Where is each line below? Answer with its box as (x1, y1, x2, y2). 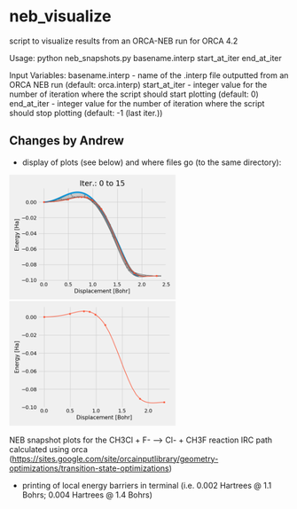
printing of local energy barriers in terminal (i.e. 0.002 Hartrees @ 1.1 (21, 480, 272, 490)
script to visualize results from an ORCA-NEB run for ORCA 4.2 (9, 35, 238, 46)
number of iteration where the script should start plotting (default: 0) (9, 89, 259, 99)
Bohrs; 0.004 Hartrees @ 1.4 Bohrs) (21, 489, 153, 500)
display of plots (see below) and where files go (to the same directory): (21, 157, 282, 168)
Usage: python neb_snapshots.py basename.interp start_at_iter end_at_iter (9, 52, 282, 63)
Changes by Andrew (9, 133, 124, 148)
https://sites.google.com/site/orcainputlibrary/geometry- (12, 453, 219, 464)
